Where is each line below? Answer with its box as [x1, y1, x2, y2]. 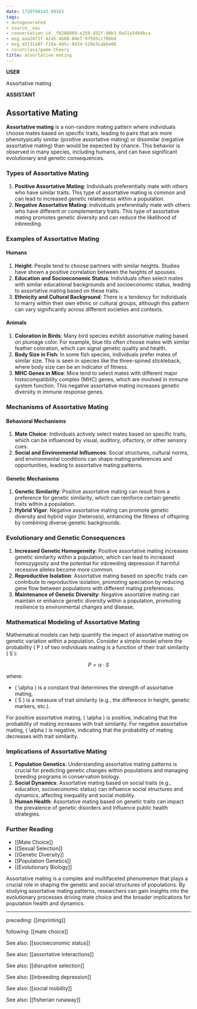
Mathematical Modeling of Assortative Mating [6, 618, 140, 626]
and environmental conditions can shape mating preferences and [14, 456, 172, 463]
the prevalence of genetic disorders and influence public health [14, 804, 168, 811]
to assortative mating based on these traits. [14, 287, 120, 294]
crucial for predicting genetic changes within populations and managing [14, 767, 189, 774]
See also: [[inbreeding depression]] [6, 973, 92, 980]
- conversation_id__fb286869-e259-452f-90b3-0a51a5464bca [6, 30, 151, 36]
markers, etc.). [14, 702, 50, 709]
